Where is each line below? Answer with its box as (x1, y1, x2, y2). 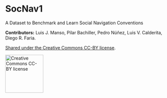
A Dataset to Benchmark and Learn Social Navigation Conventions (5, 20, 143, 26)
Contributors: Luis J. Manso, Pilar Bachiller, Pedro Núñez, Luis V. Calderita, (5, 29, 162, 35)
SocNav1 (5, 3, 43, 15)
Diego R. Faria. (5, 35, 36, 41)
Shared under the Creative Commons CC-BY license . (5, 44, 116, 51)
